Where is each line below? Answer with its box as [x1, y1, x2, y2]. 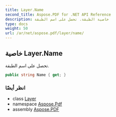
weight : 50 [5, 26, 28, 31]
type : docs [5, 21, 28, 27]
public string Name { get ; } [5, 72, 66, 77]
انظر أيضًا [5, 84, 26, 91]
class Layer [12, 95, 37, 101]
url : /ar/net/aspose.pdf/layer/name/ [5, 31, 84, 36]
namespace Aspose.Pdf [12, 101, 62, 107]
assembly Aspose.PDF [12, 106, 59, 112]
